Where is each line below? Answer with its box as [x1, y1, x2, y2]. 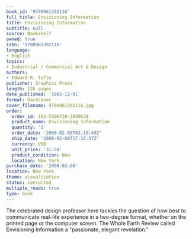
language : [6, 47, 31, 53]
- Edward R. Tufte [6, 75, 52, 81]
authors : [6, 69, 28, 75]
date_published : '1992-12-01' [6, 91, 81, 97]
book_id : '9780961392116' [6, 8, 70, 15]
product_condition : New [11, 152, 70, 158]
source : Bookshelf [6, 31, 52, 37]
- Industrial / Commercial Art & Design [6, 63, 108, 70]
